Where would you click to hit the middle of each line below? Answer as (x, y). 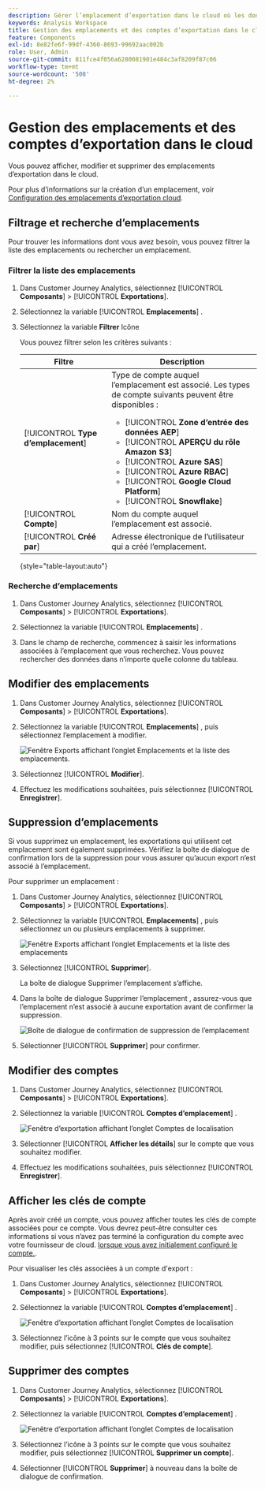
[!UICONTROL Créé (60, 536)
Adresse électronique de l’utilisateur (178, 536)
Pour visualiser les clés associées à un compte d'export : (101, 1269)
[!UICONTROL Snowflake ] (174, 501)
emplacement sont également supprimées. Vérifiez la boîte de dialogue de (129, 849)
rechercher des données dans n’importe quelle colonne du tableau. (129, 659)
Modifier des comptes (63, 1071)
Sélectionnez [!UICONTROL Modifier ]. (82, 774)
